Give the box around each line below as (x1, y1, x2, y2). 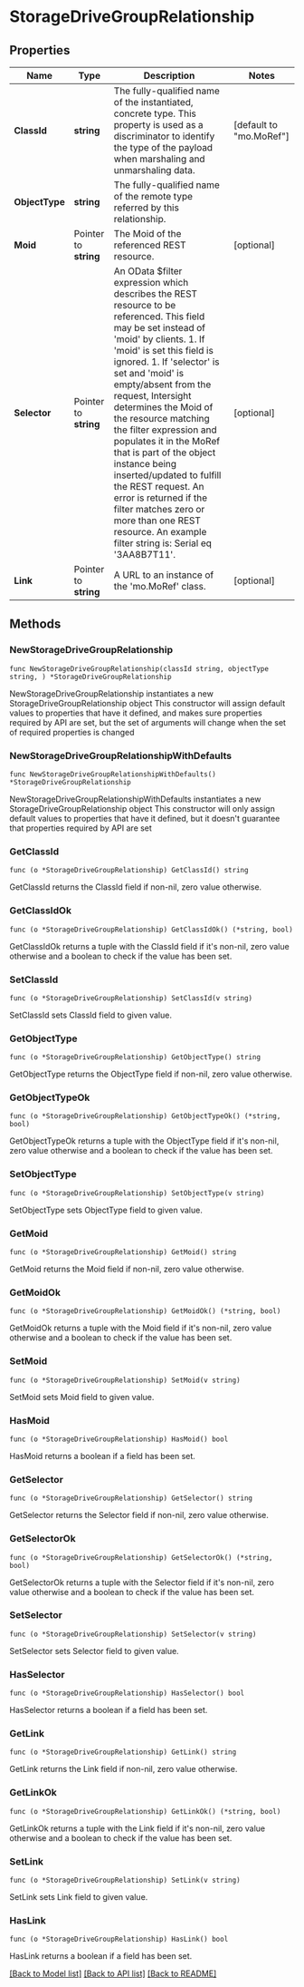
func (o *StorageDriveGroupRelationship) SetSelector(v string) (9, 1630, 257, 1639)
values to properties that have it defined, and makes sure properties (9, 707, 262, 718)
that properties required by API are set (9, 823, 152, 833)
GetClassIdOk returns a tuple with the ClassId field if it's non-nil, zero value (9, 940, 290, 951)
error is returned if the (113, 492, 208, 504)
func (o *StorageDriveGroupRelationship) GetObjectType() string (9, 1053, 261, 1062)
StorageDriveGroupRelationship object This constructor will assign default (9, 697, 286, 708)
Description (143, 70, 195, 82)
